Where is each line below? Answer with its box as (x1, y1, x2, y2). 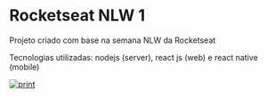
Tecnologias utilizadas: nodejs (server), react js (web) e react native (9, 52, 258, 62)
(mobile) (9, 61, 40, 72)
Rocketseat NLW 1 (9, 5, 145, 26)
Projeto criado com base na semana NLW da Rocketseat (9, 35, 216, 45)
